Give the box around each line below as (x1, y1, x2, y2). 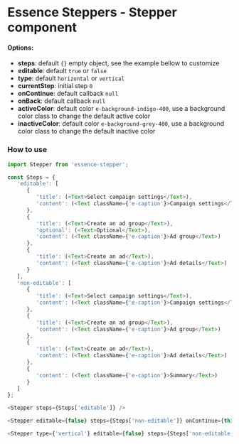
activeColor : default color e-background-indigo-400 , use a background (17, 104, 225, 113)
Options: (7, 43, 34, 52)
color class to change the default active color (17, 112, 151, 121)
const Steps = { (7, 173, 55, 181)
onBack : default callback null (17, 97, 106, 105)
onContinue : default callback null (17, 90, 119, 98)
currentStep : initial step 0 (17, 82, 93, 90)
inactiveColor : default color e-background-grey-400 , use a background (17, 119, 225, 128)
